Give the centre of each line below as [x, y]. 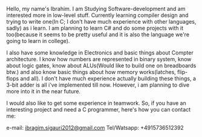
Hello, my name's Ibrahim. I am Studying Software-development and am [96, 9]
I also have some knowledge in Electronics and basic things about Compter [100, 53]
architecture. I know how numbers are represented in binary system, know [99, 59]
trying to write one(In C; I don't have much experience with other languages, [101, 22]
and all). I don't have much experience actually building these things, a [108, 79]
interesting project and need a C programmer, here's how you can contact [99, 109]
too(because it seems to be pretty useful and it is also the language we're [98, 35]
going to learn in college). [38, 41]
